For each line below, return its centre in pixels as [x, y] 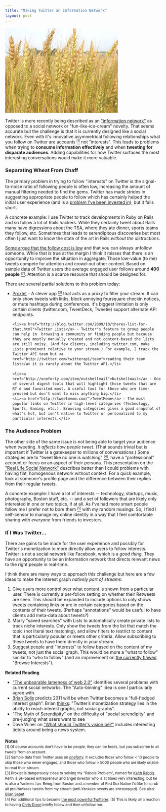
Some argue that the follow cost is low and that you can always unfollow [79, 248]
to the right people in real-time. [37, 564]
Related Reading [22, 673]
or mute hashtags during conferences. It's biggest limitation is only [80, 304]
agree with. [24, 693]
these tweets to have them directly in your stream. [63, 642]
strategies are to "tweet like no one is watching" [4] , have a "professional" [80, 458]
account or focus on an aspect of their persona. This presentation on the [79, 463]
